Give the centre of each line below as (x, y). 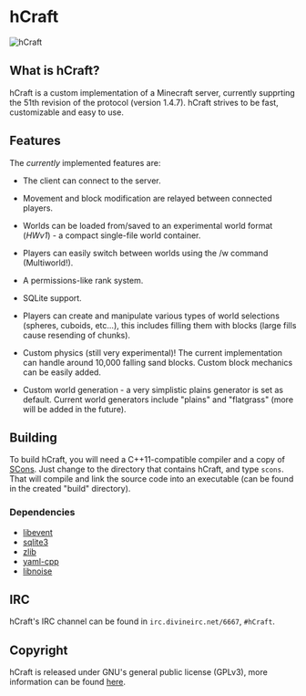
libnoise (37, 571)
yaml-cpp (41, 561)
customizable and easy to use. (67, 112)
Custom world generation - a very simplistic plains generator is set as (153, 390)
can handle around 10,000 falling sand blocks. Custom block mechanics (158, 362)
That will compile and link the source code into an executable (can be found (152, 479)
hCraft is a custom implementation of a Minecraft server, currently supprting (153, 92)
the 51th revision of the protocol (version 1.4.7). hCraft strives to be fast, (144, 102)
